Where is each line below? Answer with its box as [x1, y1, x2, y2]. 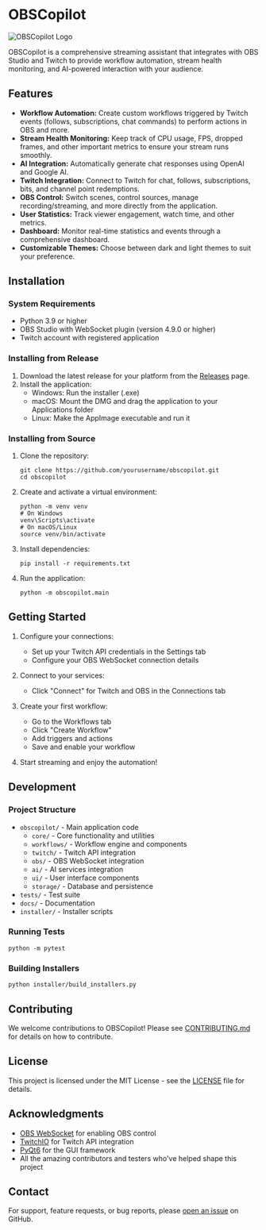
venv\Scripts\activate [19, 517, 95, 525]
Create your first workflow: [19, 701, 108, 711]
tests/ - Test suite [19, 890, 81, 899]
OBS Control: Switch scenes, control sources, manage [19, 192, 199, 202]
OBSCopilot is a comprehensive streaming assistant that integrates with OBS [8, 47, 259, 56]
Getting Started [8, 610, 87, 624]
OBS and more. [19, 125, 70, 134]
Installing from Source [8, 432, 96, 444]
